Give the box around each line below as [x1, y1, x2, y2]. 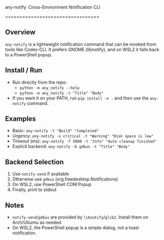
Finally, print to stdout [12, 187, 57, 192]
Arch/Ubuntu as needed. [12, 220, 63, 226]
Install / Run [5, 66, 43, 75]
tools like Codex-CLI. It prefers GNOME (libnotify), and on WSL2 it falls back [5, 47, 160, 52]
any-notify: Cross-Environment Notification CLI [5, 4, 100, 10]
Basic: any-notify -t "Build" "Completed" [12, 128, 99, 134]
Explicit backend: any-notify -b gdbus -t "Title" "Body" [12, 144, 130, 149]
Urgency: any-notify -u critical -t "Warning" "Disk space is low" [12, 133, 154, 139]
